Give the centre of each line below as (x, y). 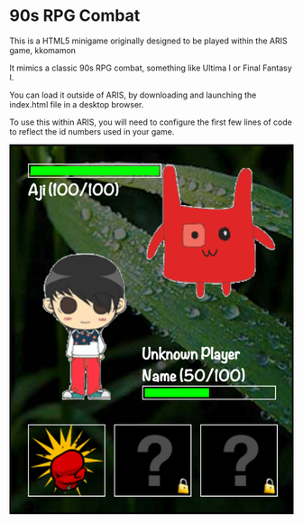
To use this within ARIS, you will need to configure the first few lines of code (151, 122)
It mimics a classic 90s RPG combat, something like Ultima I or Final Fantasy (151, 68)
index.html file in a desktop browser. (77, 104)
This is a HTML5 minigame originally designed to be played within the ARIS (148, 41)
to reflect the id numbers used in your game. (92, 131)
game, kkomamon (43, 50)
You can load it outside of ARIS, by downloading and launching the (133, 95)
